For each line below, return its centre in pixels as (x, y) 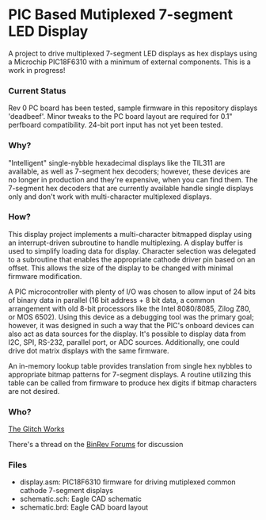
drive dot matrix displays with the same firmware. (89, 350)
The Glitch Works (36, 429)
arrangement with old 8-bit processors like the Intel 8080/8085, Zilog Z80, (129, 308)
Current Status (37, 90)
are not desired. (34, 391)
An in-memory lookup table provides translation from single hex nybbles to (130, 365)
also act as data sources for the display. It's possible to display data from (127, 334)
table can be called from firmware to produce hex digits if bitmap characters (133, 383)
